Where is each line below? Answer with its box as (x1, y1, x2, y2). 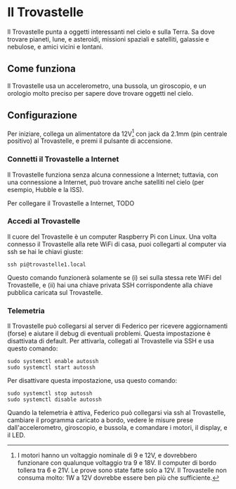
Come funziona (7, 63, 76, 75)
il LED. (7, 431, 26, 440)
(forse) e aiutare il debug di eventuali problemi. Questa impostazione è (7, 329, 211, 338)
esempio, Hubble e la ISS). (7, 185, 84, 193)
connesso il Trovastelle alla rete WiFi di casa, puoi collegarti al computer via (7, 240, 227, 248)
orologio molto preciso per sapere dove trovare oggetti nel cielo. (7, 89, 194, 97)
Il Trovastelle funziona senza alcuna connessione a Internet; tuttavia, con (7, 170, 218, 179)
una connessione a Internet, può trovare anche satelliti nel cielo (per (7, 177, 204, 186)
